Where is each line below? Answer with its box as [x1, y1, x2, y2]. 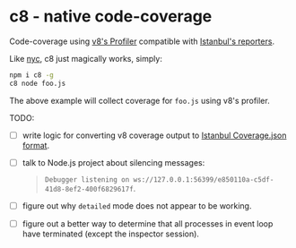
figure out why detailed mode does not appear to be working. [22, 200, 252, 211]
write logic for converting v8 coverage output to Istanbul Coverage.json [22, 130, 287, 141]
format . [22, 140, 50, 150]
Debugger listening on [44, 175, 130, 184]
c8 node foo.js [9, 79, 66, 88]
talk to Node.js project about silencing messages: [22, 157, 205, 167]
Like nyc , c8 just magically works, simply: [9, 53, 163, 64]
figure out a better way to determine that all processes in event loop [22, 218, 274, 229]
